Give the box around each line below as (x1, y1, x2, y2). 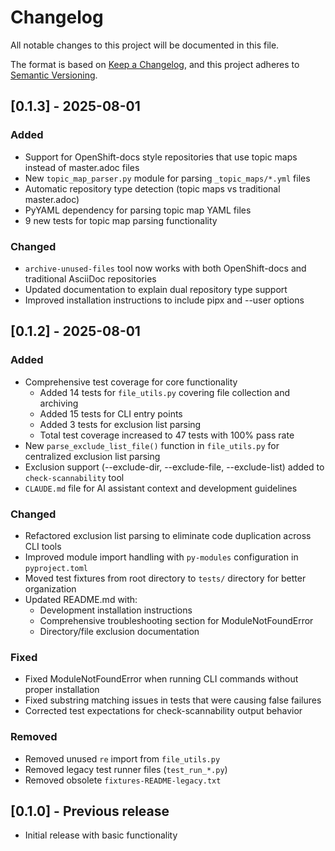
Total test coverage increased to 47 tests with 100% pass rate (39, 429, 295, 441)
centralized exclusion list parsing (24, 450, 161, 462)
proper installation (24, 684, 100, 696)
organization (24, 582, 77, 595)
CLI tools (24, 540, 62, 552)
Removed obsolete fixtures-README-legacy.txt (24, 774, 222, 786)
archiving (39, 397, 79, 409)
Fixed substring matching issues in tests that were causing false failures (24, 694, 322, 706)
